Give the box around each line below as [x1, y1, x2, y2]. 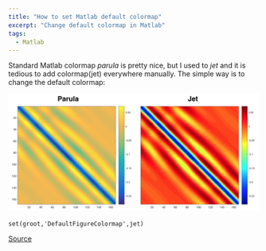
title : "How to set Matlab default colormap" [8, 13, 162, 21]
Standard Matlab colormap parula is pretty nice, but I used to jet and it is [8, 60, 246, 71]
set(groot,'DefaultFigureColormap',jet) [8, 219, 145, 228]
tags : [8, 29, 26, 37]
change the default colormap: [8, 78, 106, 87]
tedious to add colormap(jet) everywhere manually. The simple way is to [8, 69, 245, 79]
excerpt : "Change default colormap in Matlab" [8, 21, 166, 29]
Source [8, 234, 32, 243]
